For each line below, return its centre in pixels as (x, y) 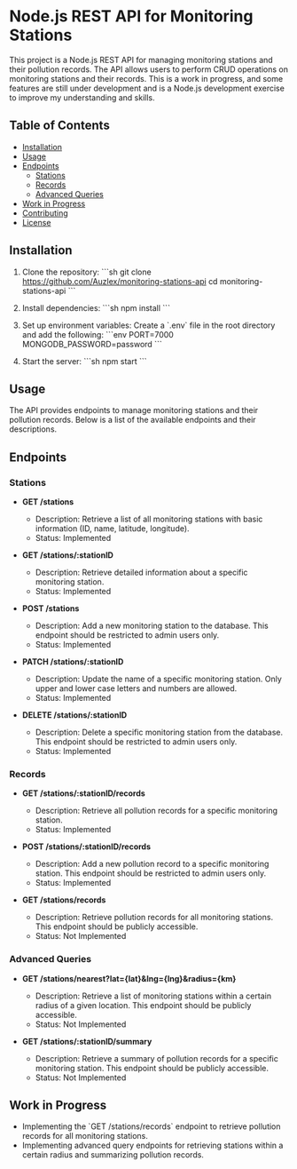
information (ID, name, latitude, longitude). (112, 529)
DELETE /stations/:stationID (74, 715)
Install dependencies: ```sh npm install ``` (96, 307)
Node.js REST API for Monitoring (131, 16)
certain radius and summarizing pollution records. (113, 1155)
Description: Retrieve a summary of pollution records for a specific (157, 1058)
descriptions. (33, 429)
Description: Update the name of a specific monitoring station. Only (158, 679)
